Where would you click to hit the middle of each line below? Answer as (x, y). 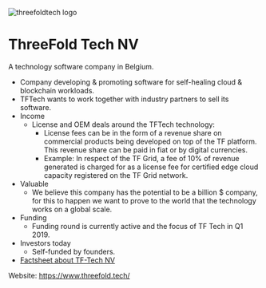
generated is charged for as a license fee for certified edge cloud (151, 167)
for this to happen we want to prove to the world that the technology (144, 200)
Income (32, 116)
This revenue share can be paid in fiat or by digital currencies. (146, 150)
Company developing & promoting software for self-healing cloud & (131, 82)
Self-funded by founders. (73, 251)
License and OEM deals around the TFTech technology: (123, 124)
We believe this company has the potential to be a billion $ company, (145, 192)
